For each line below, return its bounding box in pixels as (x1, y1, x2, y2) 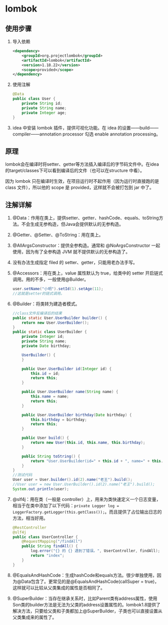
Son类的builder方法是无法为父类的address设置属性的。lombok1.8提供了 (12, 601, 160, 607)
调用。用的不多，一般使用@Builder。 (12, 277, 89, 283)
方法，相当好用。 (12, 515, 48, 521)
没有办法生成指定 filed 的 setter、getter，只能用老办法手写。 (12, 260, 138, 266)
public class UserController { (12, 534, 78, 540)
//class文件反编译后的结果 (12, 311, 62, 316)
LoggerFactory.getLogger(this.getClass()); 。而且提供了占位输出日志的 (12, 509, 162, 515)
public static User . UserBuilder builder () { (12, 315, 107, 320)
